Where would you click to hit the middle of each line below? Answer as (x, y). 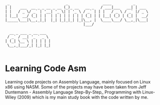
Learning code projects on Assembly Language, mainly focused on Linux (78, 82)
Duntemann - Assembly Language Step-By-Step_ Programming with (73, 92)
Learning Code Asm (46, 69)
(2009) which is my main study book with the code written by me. (83, 97)
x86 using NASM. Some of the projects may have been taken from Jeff (76, 87)
